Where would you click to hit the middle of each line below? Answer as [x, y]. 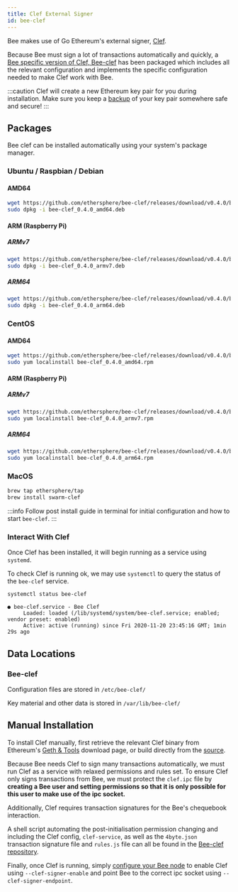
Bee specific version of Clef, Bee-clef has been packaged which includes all [119, 62]
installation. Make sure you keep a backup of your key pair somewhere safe [118, 98]
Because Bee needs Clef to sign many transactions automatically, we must [116, 764]
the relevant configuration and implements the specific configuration [107, 70]
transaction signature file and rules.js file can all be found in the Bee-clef [116, 844]
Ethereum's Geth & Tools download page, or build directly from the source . [117, 750]
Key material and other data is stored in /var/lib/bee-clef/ [94, 703]
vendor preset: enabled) [44, 620]
